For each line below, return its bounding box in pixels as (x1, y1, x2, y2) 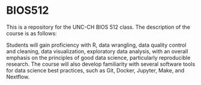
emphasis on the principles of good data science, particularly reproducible (6, 54, 191, 61)
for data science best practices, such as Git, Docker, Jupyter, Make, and (6, 66, 185, 74)
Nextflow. (6, 73, 30, 80)
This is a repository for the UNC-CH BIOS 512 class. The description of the (6, 23, 191, 31)
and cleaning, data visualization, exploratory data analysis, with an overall (6, 47, 188, 54)
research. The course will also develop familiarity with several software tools (6, 60, 196, 68)
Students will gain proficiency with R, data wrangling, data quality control (6, 41, 187, 48)
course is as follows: (6, 29, 57, 37)
